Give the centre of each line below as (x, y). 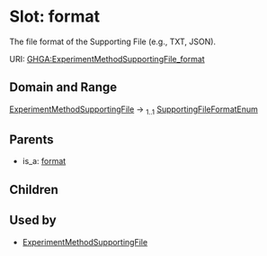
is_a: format (44, 161)
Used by (33, 220)
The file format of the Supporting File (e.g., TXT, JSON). (113, 41)
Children (34, 190)
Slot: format (55, 17)
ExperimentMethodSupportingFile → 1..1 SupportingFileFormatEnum (134, 110)
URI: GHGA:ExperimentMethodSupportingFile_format (107, 59)
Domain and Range (63, 87)
